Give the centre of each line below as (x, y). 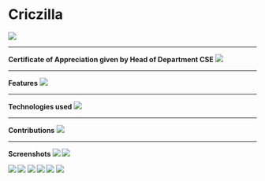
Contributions (32, 130)
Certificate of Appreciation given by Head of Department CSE (111, 59)
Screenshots (30, 153)
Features (23, 83)
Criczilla (35, 15)
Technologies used (40, 106)
